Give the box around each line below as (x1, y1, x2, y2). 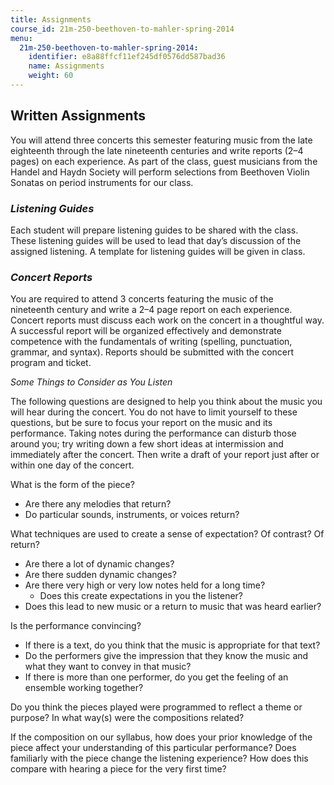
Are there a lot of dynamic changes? (24, 558, 175, 570)
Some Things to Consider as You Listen (10, 376, 173, 388)
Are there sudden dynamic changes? (24, 569, 177, 581)
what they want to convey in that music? (24, 661, 192, 673)
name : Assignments (28, 61, 105, 71)
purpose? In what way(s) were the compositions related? (10, 712, 245, 724)
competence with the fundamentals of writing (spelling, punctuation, (10, 336, 293, 348)
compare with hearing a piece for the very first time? (10, 763, 227, 775)
